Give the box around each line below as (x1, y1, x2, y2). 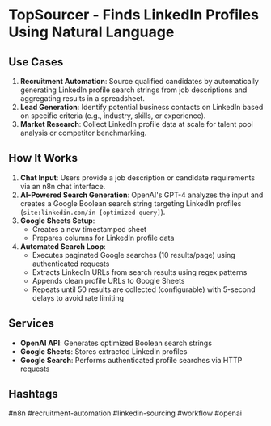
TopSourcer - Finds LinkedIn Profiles (8, 6, 259, 24)
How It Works (8, 151, 78, 165)
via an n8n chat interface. (19, 181, 106, 191)
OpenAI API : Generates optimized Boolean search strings (19, 338, 213, 348)
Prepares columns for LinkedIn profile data (32, 233, 175, 243)
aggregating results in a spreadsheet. (19, 94, 146, 103)
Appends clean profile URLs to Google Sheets (32, 276, 185, 285)
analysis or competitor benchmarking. (19, 128, 147, 137)
